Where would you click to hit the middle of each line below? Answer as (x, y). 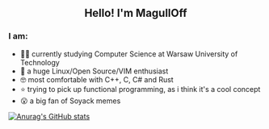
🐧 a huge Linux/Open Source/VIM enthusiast (94, 71)
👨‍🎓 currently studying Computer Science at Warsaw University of (129, 54)
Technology (40, 62)
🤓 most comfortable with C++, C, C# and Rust (97, 79)
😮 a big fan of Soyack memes (70, 101)
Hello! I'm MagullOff (136, 13)
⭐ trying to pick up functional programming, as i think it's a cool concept (140, 89)
